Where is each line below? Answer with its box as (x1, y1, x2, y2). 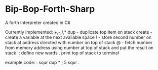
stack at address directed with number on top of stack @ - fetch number (5, 39, 153, 45)
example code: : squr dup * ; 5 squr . (5, 59, 80, 65)
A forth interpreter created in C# (5, 20, 71, 25)
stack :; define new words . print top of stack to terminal (5, 50, 119, 56)
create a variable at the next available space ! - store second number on (5, 34, 152, 40)
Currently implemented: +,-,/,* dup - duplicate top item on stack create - (5, 29, 153, 35)
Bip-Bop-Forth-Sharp (5, 3, 95, 15)
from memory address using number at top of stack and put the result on (5, 45, 154, 50)
